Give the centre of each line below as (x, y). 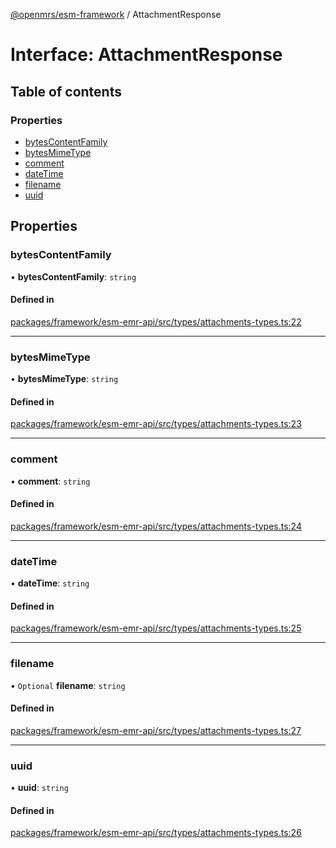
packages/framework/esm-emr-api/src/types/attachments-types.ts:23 (156, 424)
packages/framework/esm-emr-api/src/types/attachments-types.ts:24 (156, 526)
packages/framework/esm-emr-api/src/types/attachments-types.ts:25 (156, 628)
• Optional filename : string (68, 685)
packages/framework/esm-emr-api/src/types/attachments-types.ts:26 (156, 833)
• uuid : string (39, 788)
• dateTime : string (50, 583)
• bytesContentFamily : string (73, 276)
